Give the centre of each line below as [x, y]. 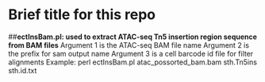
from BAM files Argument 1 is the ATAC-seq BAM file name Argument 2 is [129, 45]
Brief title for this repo [82, 15]
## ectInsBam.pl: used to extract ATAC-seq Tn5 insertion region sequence [133, 37]
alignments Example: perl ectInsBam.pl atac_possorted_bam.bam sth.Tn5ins [133, 62]
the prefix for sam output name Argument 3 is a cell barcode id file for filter [131, 53]
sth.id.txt [23, 70]
